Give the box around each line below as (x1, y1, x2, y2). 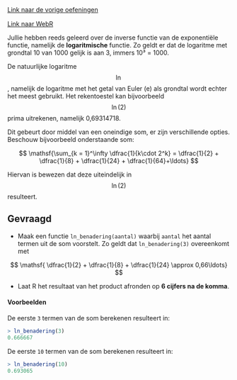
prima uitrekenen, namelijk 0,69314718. (7, 114, 122, 122)
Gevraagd (7, 213, 52, 225)
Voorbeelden (7, 298, 47, 306)
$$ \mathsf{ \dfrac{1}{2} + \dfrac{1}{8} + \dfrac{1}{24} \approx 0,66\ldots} (10, 260, 228, 269)
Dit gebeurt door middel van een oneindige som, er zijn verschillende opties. (7, 128, 230, 136)
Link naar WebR (7, 20, 54, 28)
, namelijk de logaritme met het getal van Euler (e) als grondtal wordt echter (7, 84, 228, 93)
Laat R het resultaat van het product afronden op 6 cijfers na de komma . (17, 281, 230, 290)
